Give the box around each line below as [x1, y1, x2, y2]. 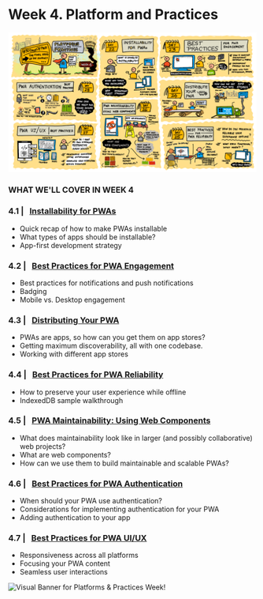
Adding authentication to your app [19, 513, 131, 522]
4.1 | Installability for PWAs [8, 205, 117, 217]
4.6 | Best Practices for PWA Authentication [8, 478, 183, 489]
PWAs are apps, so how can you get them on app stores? [19, 333, 206, 342]
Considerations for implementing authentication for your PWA [19, 504, 220, 514]
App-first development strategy [19, 240, 122, 250]
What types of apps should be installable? [19, 232, 156, 242]
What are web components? [19, 450, 112, 459]
